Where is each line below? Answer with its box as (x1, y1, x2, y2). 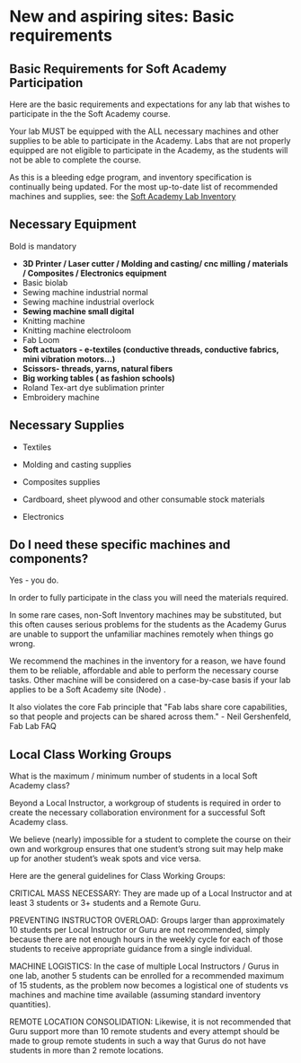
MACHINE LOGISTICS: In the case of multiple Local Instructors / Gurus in (9, 961, 279, 971)
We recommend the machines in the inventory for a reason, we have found (9, 655, 286, 666)
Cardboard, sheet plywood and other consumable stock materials (22, 494, 265, 505)
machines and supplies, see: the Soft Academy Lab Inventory (9, 191, 236, 201)
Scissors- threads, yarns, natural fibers (22, 363, 173, 373)
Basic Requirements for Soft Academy (9, 61, 227, 76)
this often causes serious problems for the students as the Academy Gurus (9, 619, 288, 630)
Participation (9, 75, 84, 91)
